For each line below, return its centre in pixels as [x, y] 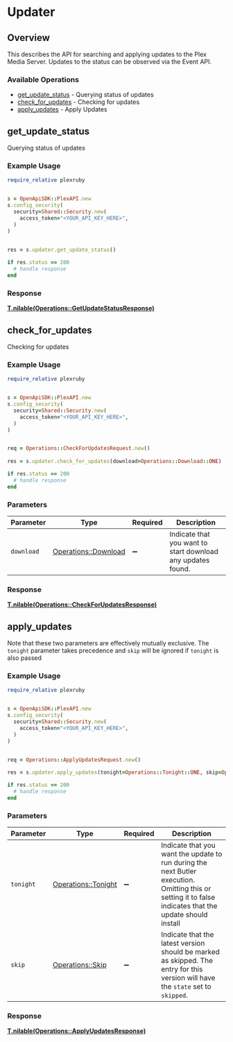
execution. [178, 880]
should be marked [190, 952]
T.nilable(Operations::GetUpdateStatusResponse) [81, 309]
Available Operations [43, 79]
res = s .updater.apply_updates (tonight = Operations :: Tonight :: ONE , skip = [114, 773]
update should [184, 914]
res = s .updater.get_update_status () [62, 250]
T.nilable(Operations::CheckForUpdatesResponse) [82, 605]
